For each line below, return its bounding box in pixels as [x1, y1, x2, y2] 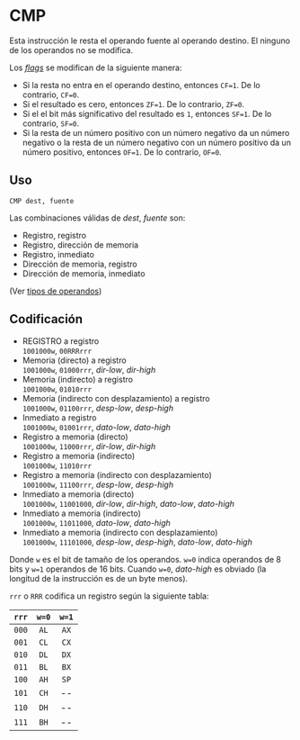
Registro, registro [22, 230, 87, 240]
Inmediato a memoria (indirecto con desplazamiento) [22, 527, 218, 537]
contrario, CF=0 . [22, 89, 80, 100]
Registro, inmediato [22, 248, 94, 259]
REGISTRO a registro [22, 335, 100, 347]
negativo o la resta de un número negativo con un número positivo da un [22, 137, 292, 148]
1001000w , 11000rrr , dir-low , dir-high [22, 440, 156, 451]
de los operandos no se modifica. [9, 44, 133, 55]
